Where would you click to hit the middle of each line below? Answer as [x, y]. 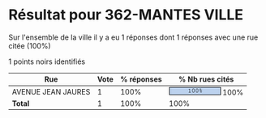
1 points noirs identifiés [47, 61]
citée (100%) [30, 45]
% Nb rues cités [206, 79]
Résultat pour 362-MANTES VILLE [126, 15]
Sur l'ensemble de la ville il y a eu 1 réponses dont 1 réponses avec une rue [133, 37]
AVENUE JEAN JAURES [51, 91]
